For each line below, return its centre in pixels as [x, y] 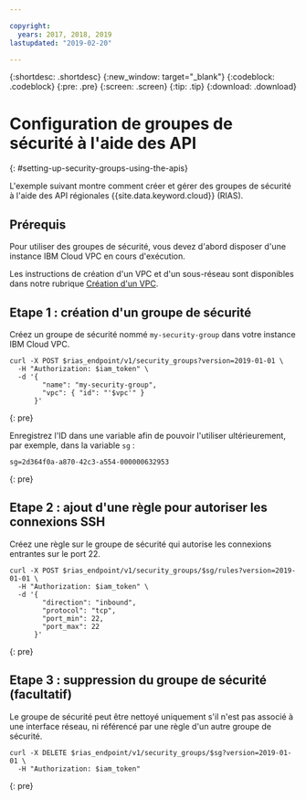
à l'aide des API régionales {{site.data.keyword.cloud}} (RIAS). [127, 196]
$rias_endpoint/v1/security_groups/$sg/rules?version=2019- [179, 571]
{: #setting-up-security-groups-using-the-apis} [99, 168]
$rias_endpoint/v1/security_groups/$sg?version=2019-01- [181, 752]
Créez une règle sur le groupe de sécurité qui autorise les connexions [141, 544]
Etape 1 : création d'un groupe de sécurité [131, 312]
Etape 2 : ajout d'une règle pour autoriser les [138, 508]
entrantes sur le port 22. [55, 553]
